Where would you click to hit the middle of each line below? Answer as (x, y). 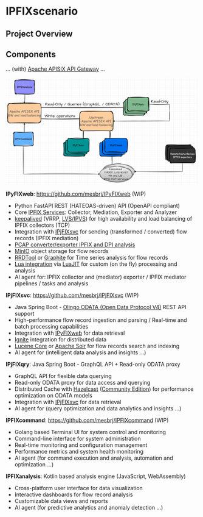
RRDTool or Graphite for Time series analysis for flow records (91, 257)
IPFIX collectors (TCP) (42, 225)
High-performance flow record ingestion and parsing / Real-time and (101, 320)
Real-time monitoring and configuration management (81, 445)
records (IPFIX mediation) (46, 238)
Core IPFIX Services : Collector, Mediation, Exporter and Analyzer (96, 212)
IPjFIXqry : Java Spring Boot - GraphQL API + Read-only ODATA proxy (93, 364)
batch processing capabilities (51, 326)
